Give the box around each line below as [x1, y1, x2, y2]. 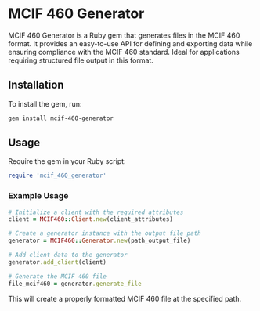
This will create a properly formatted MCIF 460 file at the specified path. [8, 294, 242, 303]
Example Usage [8, 190, 69, 201]
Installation [8, 78, 64, 92]
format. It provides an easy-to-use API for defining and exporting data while [8, 38, 253, 48]
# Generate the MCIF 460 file [8, 272, 107, 280]
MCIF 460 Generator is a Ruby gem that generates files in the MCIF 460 [8, 31, 240, 40]
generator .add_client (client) [8, 258, 107, 266]
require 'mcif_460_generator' [8, 172, 107, 180]
